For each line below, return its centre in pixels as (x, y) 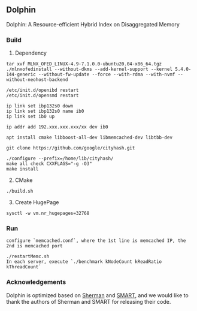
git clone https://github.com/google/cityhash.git (71, 148)
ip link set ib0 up (31, 116)
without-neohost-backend (37, 80)
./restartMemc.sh (28, 257)
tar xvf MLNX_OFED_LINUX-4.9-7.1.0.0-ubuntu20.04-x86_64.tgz (84, 64)
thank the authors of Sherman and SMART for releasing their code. (89, 301)
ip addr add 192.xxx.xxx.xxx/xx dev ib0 (57, 127)
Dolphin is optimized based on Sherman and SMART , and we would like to (97, 295)
